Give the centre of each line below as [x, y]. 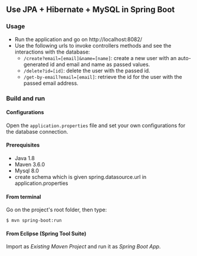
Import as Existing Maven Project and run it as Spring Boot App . [83, 247]
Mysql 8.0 [27, 171]
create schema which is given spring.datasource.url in [81, 177]
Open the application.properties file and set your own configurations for [96, 125]
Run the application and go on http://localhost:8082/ [78, 39]
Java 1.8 [25, 158]
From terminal [24, 197]
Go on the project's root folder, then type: [57, 210]
